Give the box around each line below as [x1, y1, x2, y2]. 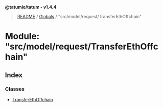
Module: [5, 31, 40, 42]
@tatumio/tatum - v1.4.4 [5, 4, 57, 10]
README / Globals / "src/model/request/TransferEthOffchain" [17, 14, 142, 19]
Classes [5, 86, 25, 92]
